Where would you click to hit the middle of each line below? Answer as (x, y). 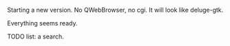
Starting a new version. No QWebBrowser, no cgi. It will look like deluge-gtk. (115, 10)
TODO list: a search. (35, 36)
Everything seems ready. (42, 23)
